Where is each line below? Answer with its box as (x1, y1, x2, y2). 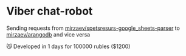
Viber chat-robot (6, 4, 93, 18)
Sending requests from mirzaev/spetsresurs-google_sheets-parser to (6, 24, 181, 32)
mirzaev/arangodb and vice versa (6, 30, 91, 38)
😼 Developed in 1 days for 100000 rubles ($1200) (6, 43, 131, 50)
